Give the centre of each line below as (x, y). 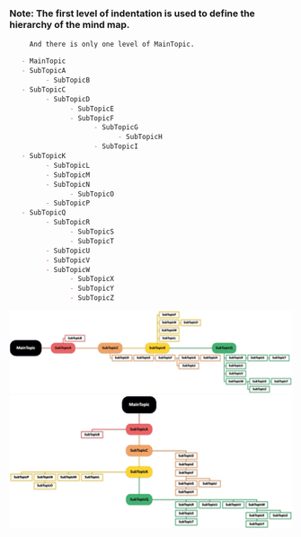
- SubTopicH (141, 137)
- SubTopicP (68, 203)
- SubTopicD (68, 99)
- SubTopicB (68, 80)
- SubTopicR (68, 223)
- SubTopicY (92, 289)
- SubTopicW (68, 269)
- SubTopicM (68, 175)
